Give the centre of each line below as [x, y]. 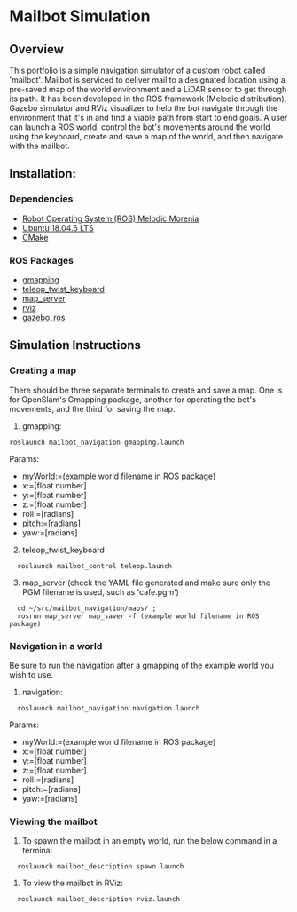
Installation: [43, 174]
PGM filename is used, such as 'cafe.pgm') [101, 591]
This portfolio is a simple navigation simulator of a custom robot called [137, 70]
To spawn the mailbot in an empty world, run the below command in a [149, 841]
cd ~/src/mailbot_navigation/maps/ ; [87, 608]
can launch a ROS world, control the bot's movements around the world [140, 127]
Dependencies [41, 199]
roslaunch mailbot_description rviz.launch [98, 900]
